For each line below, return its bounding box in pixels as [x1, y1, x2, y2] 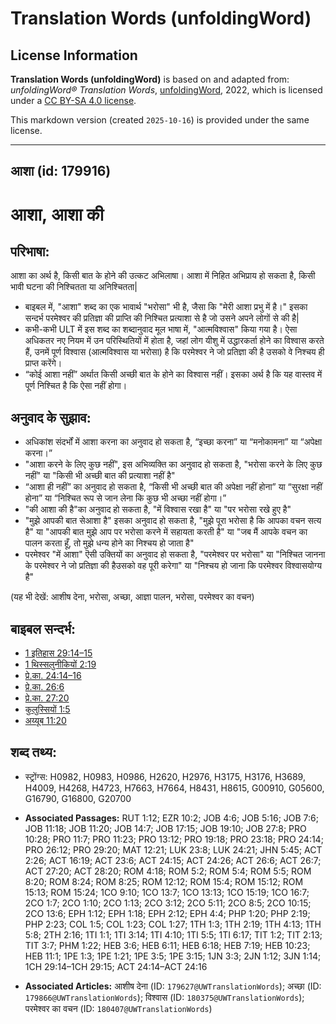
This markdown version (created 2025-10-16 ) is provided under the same [10, 114, 310, 126]
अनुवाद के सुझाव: [10, 409, 92, 426]
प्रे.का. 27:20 [24, 692, 70, 704]
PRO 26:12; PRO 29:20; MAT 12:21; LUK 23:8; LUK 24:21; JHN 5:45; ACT [24, 843, 323, 856]
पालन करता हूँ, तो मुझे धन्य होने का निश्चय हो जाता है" [24, 537, 195, 549]
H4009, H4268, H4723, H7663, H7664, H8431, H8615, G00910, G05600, [24, 782, 325, 794]
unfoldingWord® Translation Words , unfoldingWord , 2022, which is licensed [10, 84, 323, 96]
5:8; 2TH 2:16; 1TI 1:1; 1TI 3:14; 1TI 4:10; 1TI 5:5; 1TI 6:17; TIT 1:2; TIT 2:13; [24, 928, 323, 941]
